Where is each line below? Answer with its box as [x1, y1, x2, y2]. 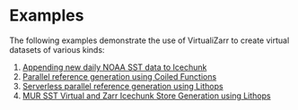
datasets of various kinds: [9, 44, 105, 55]
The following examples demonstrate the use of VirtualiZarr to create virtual [9, 35, 290, 46]
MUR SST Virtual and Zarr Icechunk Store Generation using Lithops [22, 90, 271, 101]
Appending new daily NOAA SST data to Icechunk [22, 62, 207, 72]
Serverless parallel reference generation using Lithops [22, 80, 223, 91]
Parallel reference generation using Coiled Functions [22, 71, 217, 81]
